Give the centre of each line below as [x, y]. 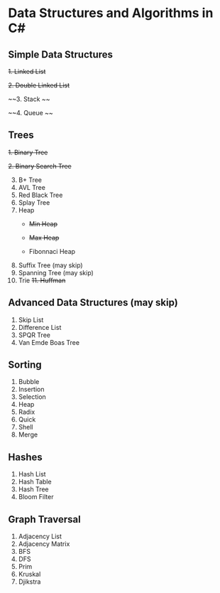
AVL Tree [32, 187]
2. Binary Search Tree [40, 166]
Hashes [25, 457]
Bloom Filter [36, 497]
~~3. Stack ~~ [29, 99]
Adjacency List [40, 536]
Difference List [40, 327]
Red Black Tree [40, 195]
